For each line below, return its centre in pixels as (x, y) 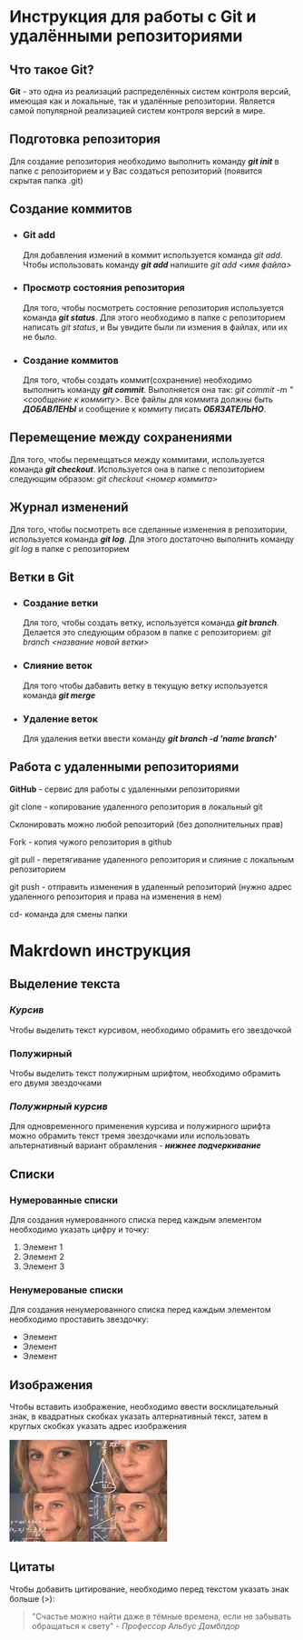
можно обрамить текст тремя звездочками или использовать (130, 1136)
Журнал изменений (69, 508)
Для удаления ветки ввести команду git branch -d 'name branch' (149, 739)
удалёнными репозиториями (126, 36)
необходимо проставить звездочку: (79, 1319)
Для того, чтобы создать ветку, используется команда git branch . (151, 623)
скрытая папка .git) (46, 180)
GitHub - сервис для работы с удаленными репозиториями (125, 789)
